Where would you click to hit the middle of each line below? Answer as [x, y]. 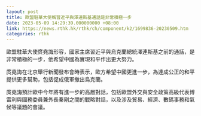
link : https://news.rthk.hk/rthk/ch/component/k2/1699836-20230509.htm [97, 28]
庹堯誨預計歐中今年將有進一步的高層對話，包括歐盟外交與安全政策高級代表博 [100, 92]
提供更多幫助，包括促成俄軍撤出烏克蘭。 [56, 80]
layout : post [22, 12]
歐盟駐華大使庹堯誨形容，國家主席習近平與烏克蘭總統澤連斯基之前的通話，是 [100, 52]
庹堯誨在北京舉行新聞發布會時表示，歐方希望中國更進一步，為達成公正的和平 [100, 72]
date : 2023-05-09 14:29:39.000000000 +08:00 [63, 23]
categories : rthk [28, 34]
